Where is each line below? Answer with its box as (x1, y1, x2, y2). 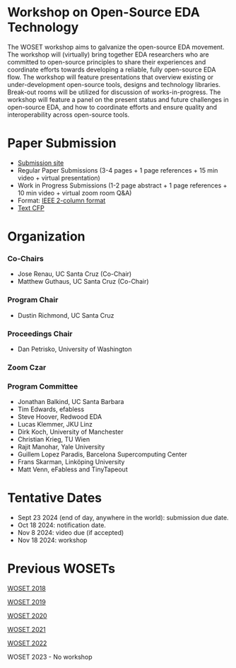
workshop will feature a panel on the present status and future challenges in (7, 95, 229, 103)
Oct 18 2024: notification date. (17, 521, 106, 529)
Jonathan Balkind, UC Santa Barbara (17, 398, 124, 406)
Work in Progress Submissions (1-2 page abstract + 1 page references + (17, 181, 228, 190)
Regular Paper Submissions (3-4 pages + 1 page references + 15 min (17, 166, 218, 174)
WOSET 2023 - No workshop (7, 652, 93, 662)
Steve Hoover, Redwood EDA (17, 413, 102, 421)
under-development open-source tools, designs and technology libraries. (7, 80, 221, 88)
